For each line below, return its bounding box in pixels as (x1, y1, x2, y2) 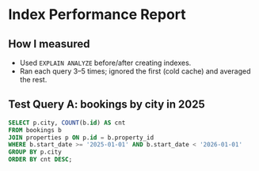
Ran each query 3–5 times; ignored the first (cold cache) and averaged (19, 66, 251, 76)
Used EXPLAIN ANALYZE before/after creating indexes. (19, 58, 192, 67)
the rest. (19, 75, 48, 84)
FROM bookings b (8, 126, 62, 134)
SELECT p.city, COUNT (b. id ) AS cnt (8, 119, 126, 127)
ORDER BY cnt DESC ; (8, 156, 73, 164)
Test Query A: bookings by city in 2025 (8, 97, 206, 112)
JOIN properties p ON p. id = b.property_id (8, 133, 154, 142)
